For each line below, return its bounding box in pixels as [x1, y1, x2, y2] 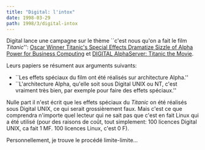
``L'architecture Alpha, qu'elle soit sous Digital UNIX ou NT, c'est [15, 80, 177, 88]
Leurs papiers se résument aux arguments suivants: [6, 62, 137, 69]
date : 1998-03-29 [6, 15, 51, 21]
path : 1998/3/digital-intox [6, 20, 78, 26]
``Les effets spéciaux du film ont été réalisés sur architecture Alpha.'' [15, 74, 188, 81]
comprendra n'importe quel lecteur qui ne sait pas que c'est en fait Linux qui [6, 111, 199, 119]
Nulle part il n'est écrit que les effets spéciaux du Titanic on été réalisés [6, 99, 187, 106]
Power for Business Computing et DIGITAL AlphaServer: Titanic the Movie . [6, 50, 194, 58]
